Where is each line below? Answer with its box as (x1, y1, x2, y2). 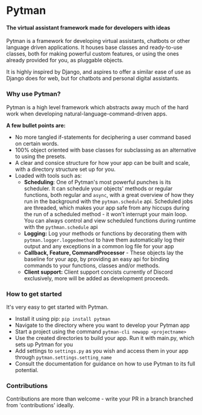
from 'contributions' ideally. (6, 402, 75, 409)
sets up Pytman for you (14, 341, 74, 348)
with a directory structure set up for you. (14, 166, 116, 173)
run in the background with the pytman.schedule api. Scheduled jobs (24, 198, 193, 205)
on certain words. (14, 140, 59, 147)
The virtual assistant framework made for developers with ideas (6, 24, 171, 31)
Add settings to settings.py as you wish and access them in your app (14, 347, 189, 354)
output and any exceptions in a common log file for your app (24, 242, 174, 249)
